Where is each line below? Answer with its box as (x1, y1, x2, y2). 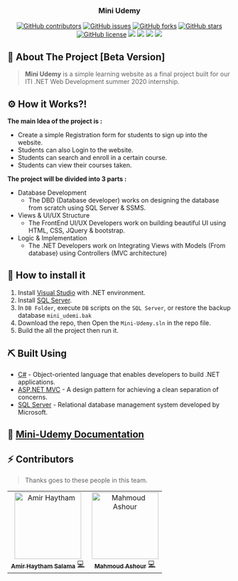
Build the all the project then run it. (17, 326, 119, 334)
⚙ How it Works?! (7, 98, 87, 110)
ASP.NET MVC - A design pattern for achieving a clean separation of (17, 385, 219, 393)
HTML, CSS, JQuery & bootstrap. (28, 226, 126, 235)
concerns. (17, 393, 48, 401)
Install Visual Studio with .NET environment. (17, 288, 146, 297)
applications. (17, 378, 55, 386)
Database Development (17, 188, 87, 197)
